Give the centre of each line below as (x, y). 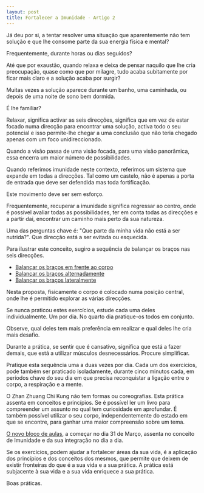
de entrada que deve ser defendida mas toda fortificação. (78, 182)
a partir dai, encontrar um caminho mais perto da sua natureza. (85, 219)
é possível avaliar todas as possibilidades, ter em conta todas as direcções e (102, 212)
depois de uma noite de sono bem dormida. (61, 96)
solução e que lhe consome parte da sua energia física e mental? (88, 41)
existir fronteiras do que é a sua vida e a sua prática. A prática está (90, 465)
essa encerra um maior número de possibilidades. (69, 157)
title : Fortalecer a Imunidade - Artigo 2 (61, 18)
